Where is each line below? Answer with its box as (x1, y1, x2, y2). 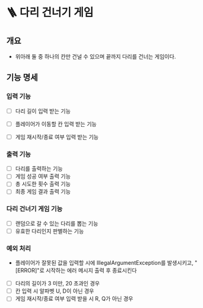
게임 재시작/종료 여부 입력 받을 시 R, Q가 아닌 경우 (15, 295, 134, 303)
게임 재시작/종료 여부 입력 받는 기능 (15, 133, 99, 140)
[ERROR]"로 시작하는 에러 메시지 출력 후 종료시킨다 (15, 267, 137, 274)
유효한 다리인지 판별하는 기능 (15, 227, 84, 235)
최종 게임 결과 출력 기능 (15, 188, 71, 195)
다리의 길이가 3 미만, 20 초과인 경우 (15, 280, 100, 287)
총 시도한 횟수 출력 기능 (15, 181, 71, 188)
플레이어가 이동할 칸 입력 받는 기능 (15, 120, 97, 127)
